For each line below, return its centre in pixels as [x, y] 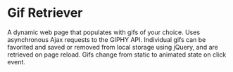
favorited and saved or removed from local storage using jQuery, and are [113, 47]
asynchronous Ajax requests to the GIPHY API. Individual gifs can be [107, 39]
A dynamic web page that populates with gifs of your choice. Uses [104, 32]
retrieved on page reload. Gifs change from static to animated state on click [117, 55]
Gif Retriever [45, 13]
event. [17, 62]
